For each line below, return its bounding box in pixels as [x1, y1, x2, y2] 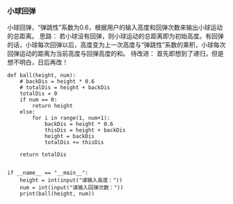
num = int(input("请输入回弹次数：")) [19, 185, 124, 191]
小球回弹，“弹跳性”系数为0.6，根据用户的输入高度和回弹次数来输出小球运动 [7, 23, 223, 32]
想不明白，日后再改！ [7, 58, 68, 67]
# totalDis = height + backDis [19, 84, 111, 91]
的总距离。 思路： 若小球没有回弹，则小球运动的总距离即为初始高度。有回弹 [7, 32, 224, 40]
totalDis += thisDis [44, 139, 104, 146]
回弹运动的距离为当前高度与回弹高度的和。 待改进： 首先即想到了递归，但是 [7, 49, 224, 58]
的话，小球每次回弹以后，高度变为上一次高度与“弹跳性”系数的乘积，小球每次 [7, 40, 226, 49]
